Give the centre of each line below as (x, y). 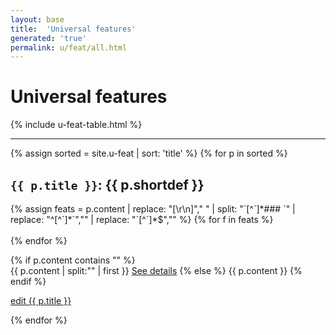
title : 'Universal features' (73, 29)
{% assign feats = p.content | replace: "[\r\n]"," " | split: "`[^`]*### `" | (153, 209)
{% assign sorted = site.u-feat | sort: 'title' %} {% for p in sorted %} (149, 153)
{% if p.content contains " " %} (73, 260)
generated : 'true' (48, 38)
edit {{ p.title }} (41, 300)
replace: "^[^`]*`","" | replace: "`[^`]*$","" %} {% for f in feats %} (142, 219)
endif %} (28, 281)
